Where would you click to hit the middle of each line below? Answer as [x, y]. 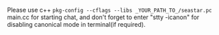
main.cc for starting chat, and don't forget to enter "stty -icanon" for [103, 17]
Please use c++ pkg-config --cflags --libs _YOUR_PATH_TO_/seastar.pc [109, 10]
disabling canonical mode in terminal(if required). [76, 24]
